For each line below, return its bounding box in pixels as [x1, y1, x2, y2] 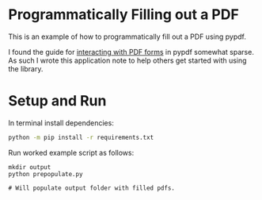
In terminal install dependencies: [8, 117, 115, 128]
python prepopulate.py [8, 170, 83, 178]
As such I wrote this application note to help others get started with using [8, 56, 247, 65]
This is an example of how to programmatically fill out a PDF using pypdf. [8, 32, 247, 41]
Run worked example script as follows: [8, 148, 135, 157]
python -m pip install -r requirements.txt [8, 133, 154, 141]
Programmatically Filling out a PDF [8, 6, 239, 24]
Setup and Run [8, 92, 107, 110]
